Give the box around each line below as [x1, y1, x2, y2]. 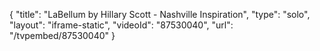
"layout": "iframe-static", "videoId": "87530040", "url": [9, 19, 234, 31]
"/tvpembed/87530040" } [9, 30, 116, 41]
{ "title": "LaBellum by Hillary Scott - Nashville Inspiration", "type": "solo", [9, 9, 311, 20]
